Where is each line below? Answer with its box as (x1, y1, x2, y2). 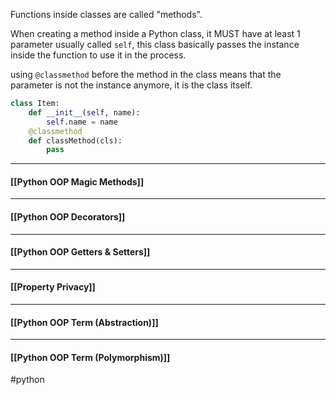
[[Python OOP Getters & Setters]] (10, 246, 151, 258)
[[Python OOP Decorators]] (10, 211, 126, 223)
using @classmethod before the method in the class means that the (10, 69, 282, 80)
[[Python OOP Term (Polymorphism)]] (10, 351, 171, 363)
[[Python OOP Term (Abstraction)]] (10, 316, 159, 328)
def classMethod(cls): (28, 135, 123, 146)
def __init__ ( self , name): (28, 107, 141, 118)
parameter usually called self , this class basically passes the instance (10, 39, 300, 50)
